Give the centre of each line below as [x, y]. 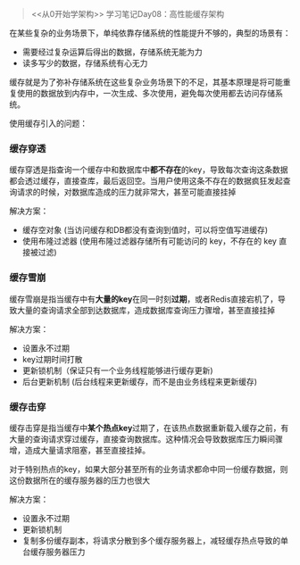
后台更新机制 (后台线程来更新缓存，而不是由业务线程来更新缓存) [139, 381]
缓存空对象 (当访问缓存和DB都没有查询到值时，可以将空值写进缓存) [145, 230]
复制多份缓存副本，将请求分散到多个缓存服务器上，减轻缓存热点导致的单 [155, 540]
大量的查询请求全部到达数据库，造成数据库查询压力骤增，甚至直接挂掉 [146, 310]
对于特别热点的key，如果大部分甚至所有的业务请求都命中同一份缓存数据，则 [149, 469]
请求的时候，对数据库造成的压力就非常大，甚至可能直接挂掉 [126, 192]
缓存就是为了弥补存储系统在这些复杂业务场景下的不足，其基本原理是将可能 [146, 82]
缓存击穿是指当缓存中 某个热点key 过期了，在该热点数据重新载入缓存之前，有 [149, 428]
